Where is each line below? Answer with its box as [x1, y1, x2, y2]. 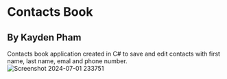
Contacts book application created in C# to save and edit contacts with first [7, 49, 221, 58]
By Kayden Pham [7, 32, 82, 43]
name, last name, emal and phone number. [7, 57, 128, 65]
